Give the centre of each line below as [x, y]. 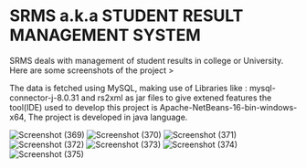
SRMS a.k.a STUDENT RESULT [127, 16]
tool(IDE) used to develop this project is [84, 107]
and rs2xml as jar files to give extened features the [176, 98]
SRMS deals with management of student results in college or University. [147, 60]
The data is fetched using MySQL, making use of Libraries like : [129, 88]
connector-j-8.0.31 [44, 98]
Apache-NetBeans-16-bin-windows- [228, 107]
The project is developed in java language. [108, 117]
